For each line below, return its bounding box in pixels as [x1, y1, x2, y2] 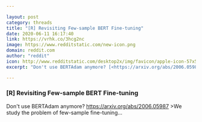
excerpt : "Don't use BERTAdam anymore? [6, 64, 106, 70]
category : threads [6, 19, 52, 26]
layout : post [6, 14, 39, 20]
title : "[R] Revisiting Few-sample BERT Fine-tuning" [6, 25, 144, 31]
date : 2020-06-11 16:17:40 [6, 30, 74, 36]
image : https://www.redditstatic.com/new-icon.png [6, 42, 136, 48]
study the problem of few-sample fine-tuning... [6, 109, 123, 116]
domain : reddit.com [6, 47, 55, 54]
